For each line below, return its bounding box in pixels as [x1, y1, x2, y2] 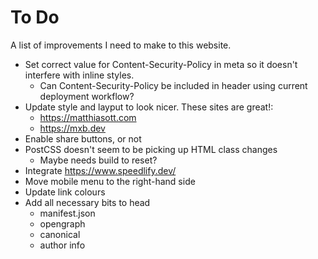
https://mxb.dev [39, 122, 106, 134]
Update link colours [24, 186, 106, 198]
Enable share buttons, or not [24, 132, 142, 145]
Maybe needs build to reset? [39, 154, 158, 166]
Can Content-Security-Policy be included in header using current [39, 79, 308, 91]
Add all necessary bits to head [24, 196, 151, 208]
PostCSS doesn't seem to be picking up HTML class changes [24, 143, 278, 155]
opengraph [39, 217, 86, 230]
